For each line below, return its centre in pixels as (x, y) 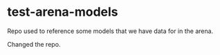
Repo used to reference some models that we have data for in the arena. (110, 31)
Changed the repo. (34, 44)
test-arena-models (63, 12)
